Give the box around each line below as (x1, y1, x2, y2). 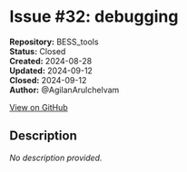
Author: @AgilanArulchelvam (9, 84, 120, 95)
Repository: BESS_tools (9, 36, 99, 47)
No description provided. (9, 152, 103, 163)
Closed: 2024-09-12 (9, 74, 87, 85)
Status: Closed (9, 45, 66, 56)
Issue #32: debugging (9, 6, 179, 27)
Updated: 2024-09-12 (9, 65, 93, 76)
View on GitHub (9, 101, 68, 112)
